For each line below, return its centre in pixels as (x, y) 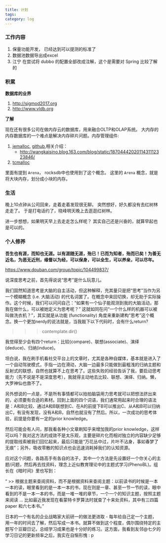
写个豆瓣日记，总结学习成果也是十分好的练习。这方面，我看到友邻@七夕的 (85, 529)
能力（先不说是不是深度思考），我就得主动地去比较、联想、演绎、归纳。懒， (82, 377)
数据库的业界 (18, 93)
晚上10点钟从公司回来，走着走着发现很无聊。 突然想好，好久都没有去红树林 (82, 204)
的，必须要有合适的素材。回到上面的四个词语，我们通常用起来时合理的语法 (81, 400)
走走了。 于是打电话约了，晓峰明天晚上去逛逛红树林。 (60, 211)
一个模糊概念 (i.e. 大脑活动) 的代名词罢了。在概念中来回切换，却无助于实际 (81, 296)
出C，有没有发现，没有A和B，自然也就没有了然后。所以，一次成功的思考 (79, 412)
